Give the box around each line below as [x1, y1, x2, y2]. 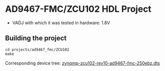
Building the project [5, 34, 67, 42]
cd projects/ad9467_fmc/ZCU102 [5, 47, 69, 52]
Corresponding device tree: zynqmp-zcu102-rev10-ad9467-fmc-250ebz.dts [5, 60, 160, 66]
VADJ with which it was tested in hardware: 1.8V [12, 20, 110, 26]
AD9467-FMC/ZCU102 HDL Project [5, 3, 152, 15]
